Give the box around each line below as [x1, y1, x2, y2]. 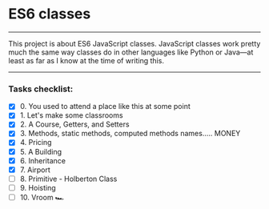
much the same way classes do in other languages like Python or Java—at [8, 47, 254, 57]
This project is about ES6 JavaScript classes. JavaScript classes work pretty [8, 38, 261, 48]
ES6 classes [8, 5, 91, 23]
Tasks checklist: [8, 83, 74, 94]
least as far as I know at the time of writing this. [8, 55, 164, 65]
